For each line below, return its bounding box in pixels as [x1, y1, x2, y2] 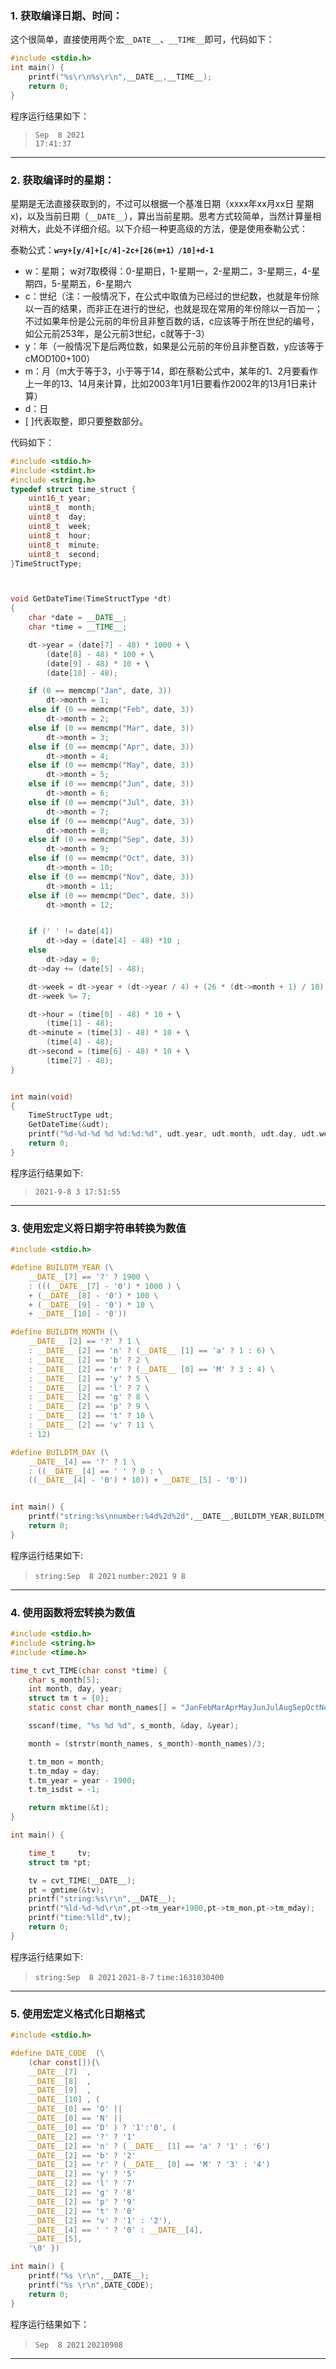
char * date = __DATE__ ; [28, 613, 128, 623]
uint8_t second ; [28, 549, 101, 559]
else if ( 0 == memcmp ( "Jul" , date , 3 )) [28, 797, 195, 807]
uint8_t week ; [28, 522, 92, 532]
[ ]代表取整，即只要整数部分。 [24, 415, 148, 427]
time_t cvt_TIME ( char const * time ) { [10, 1665, 168, 1676]
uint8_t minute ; [28, 540, 101, 550]
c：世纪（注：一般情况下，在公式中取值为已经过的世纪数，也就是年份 [24, 290, 311, 302]
